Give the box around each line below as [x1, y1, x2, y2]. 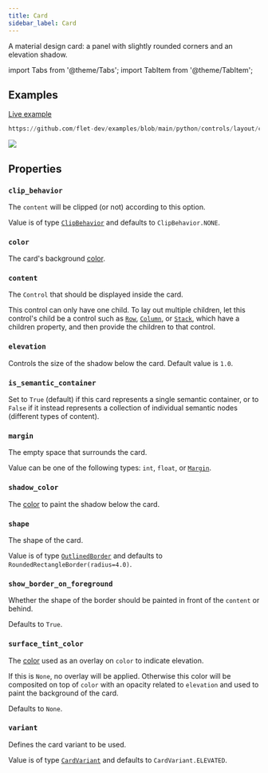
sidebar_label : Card [8, 19, 77, 27]
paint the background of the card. [8, 688, 119, 698]
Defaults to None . [8, 703, 63, 713]
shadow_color [8, 483, 59, 492]
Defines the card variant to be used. [8, 739, 127, 749]
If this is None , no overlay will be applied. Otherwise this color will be [8, 671, 231, 680]
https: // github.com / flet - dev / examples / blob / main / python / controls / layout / [8, 125, 259, 133]
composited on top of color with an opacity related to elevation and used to [8, 679, 259, 689]
